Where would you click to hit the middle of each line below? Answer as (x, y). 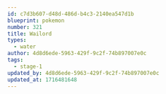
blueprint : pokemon (36, 20)
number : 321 (25, 27)
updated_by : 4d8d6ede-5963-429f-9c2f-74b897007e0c (83, 73)
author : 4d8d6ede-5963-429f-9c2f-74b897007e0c (77, 54)
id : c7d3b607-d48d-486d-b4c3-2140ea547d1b (71, 14)
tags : (15, 60)
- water (25, 47)
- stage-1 (28, 66)
